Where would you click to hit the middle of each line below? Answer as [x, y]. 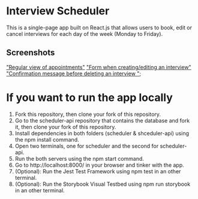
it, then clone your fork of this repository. [65, 127]
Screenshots [31, 53]
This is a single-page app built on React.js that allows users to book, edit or [99, 27]
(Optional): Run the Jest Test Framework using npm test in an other [98, 171]
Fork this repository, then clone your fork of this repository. [88, 114]
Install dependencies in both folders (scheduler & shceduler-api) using [102, 133]
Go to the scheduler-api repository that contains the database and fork [102, 120]
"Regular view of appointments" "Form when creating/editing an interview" [99, 67]
